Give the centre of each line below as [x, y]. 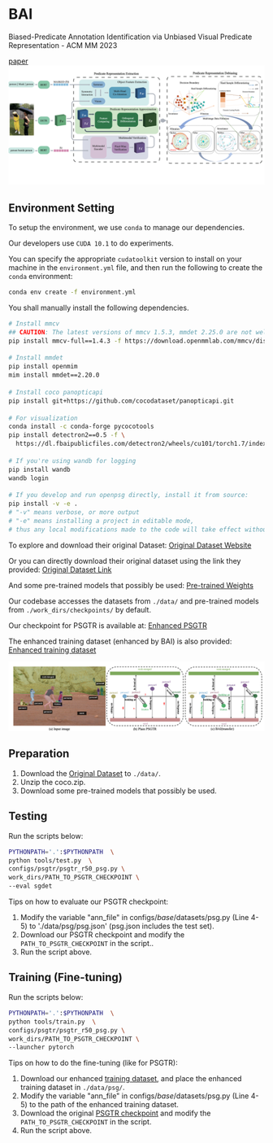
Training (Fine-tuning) [66, 977]
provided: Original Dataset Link [60, 569]
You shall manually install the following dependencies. [99, 308]
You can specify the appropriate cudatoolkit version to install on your [125, 259]
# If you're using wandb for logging [72, 460]
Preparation [39, 754]
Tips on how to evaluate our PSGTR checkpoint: [89, 902]
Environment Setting [62, 208]
